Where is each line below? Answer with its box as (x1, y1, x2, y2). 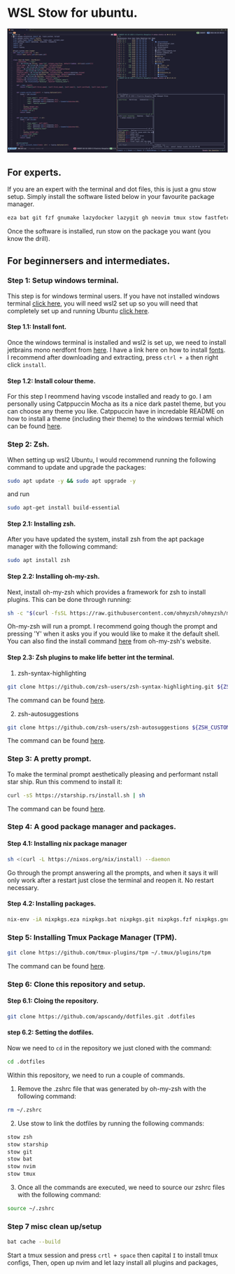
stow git (7, 1148, 33, 1156)
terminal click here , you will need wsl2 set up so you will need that (7, 299, 198, 308)
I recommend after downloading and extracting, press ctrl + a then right (7, 353, 219, 362)
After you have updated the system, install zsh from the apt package (7, 535, 205, 544)
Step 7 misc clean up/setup (7, 1221, 102, 1231)
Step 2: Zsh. (7, 439, 50, 449)
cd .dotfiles (7, 1058, 45, 1065)
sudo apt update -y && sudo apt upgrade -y (7, 477, 136, 484)
